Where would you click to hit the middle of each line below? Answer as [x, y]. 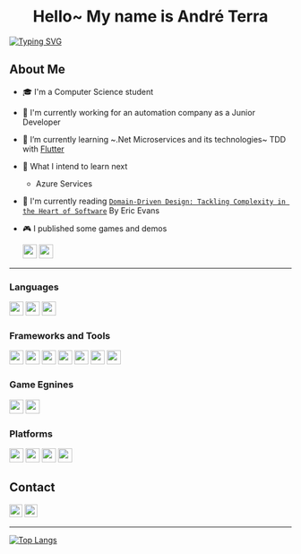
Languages [34, 287]
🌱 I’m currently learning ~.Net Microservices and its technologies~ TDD [154, 139]
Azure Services [64, 183]
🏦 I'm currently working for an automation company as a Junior [138, 112]
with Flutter [43, 149]
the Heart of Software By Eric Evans [90, 210]
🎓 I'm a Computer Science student [88, 91]
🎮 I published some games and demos [95, 228]
